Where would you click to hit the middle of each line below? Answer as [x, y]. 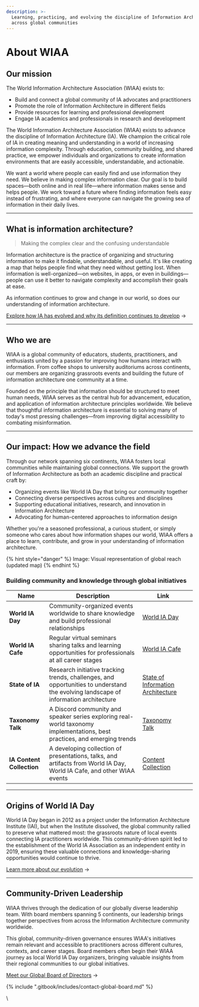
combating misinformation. [39, 423]
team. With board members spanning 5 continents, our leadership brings [95, 914]
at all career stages [76, 660]
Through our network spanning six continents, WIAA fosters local [86, 461]
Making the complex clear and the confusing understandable [95, 244]
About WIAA [38, 52]
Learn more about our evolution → [48, 869]
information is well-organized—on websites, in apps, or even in [83, 274]
